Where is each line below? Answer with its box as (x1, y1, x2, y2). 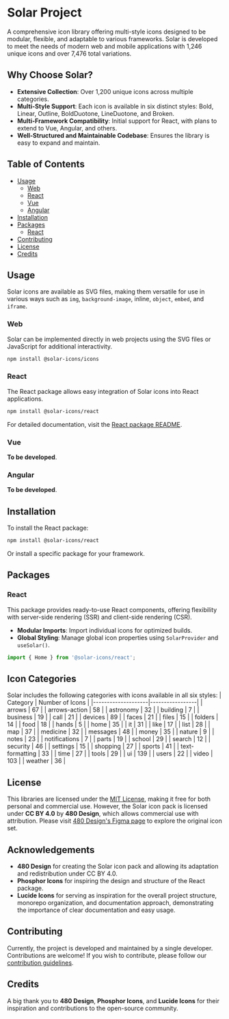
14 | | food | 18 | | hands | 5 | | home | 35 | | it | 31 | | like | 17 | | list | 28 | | (7, 721, 211, 729)
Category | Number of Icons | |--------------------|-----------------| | (7, 699, 203, 707)
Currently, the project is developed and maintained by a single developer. (7, 944, 213, 952)
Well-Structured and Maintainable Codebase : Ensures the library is (16, 131, 210, 139)
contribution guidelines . (7, 959, 74, 967)
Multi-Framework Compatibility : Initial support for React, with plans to (16, 117, 217, 125)
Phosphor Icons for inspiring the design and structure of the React (16, 877, 205, 885)
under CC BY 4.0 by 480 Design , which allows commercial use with (7, 810, 200, 818)
